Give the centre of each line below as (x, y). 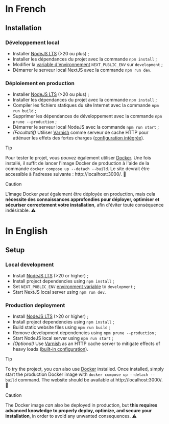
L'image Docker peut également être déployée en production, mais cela (80, 194)
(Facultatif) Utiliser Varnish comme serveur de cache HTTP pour (81, 133)
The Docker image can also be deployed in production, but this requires (81, 405)
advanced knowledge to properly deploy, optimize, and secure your (79, 411)
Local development (30, 265)
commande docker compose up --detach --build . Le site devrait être (77, 169)
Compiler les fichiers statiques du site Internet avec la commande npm (86, 105)
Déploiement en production (40, 83)
